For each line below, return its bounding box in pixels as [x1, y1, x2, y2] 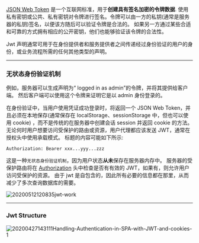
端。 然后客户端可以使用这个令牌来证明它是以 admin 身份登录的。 [6, 92, 166, 99]
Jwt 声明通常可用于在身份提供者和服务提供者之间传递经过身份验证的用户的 [6, 41, 188, 47]
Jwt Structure [6, 212, 47, 220]
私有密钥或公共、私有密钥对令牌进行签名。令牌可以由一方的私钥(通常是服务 [6, 13, 190, 20]
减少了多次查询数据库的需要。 [6, 179, 79, 186]
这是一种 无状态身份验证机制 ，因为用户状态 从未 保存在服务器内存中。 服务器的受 [6, 157, 192, 164]
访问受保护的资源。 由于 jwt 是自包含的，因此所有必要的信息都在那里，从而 [6, 172, 190, 179]
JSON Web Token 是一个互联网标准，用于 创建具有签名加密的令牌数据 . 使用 [6, 6, 188, 12]
